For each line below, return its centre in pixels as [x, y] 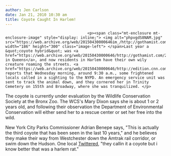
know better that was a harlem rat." [42, 149]
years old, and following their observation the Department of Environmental [84, 107]
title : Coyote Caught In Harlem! [41, 19]
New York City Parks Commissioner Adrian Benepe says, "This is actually [82, 128]
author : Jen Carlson [27, 10]
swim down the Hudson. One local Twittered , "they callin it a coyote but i [81, 144]
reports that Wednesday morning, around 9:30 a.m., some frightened [79, 73]
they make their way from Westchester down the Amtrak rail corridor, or [81, 138]
